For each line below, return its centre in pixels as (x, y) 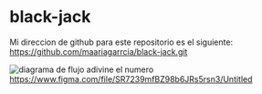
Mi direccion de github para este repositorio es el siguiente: (121, 42)
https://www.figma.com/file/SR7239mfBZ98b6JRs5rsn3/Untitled (131, 78)
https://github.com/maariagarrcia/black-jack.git (99, 51)
